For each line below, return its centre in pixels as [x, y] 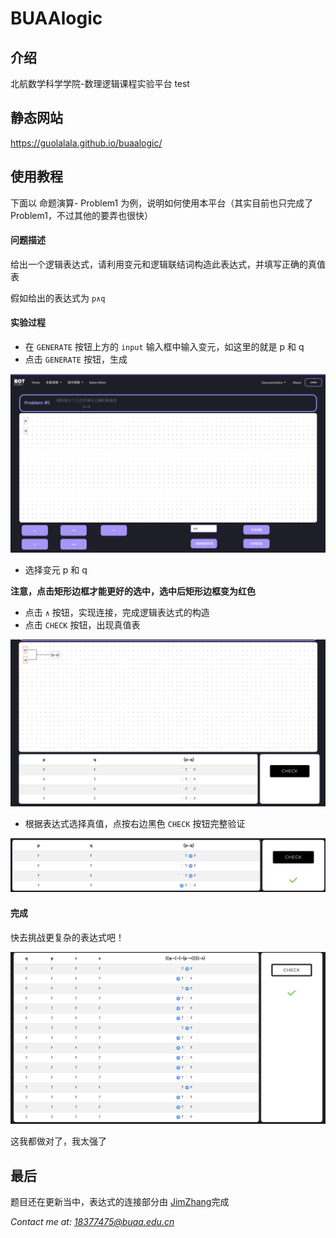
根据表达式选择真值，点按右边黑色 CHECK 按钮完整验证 [135, 823]
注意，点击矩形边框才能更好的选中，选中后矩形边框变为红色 [133, 591]
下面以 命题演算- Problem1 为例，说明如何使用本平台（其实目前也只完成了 [162, 203]
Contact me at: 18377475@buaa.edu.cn [92, 1222]
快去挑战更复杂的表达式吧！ [67, 937]
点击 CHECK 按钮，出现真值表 [82, 624]
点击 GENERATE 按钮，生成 [76, 359]
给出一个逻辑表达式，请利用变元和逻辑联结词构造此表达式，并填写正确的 [159, 264]
